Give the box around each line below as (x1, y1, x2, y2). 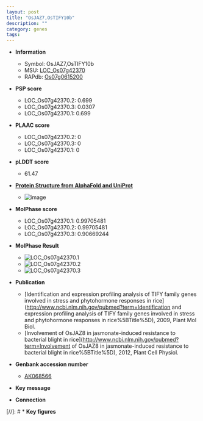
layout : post (6, 9, 40, 15)
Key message (15, 384, 51, 392)
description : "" (6, 20, 48, 26)
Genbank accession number (15, 361, 88, 368)
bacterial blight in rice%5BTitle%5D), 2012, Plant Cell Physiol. (24, 349, 179, 356)
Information (15, 48, 46, 56)
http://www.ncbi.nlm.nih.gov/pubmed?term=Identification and (26, 303, 182, 311)
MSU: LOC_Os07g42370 (24, 67, 85, 74)
